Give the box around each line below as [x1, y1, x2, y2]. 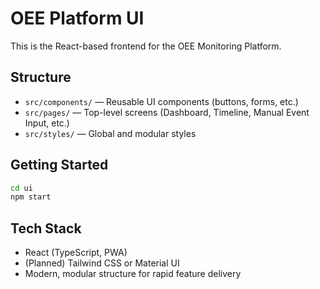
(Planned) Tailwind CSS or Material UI [24, 257, 180, 269]
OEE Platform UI [10, 7, 145, 30]
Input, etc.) [24, 117, 70, 129]
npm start [10, 192, 52, 202]
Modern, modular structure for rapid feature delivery [24, 268, 242, 280]
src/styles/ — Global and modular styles [24, 127, 197, 139]
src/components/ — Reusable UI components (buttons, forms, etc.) [24, 95, 299, 107]
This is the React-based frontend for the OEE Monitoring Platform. [10, 40, 282, 52]
